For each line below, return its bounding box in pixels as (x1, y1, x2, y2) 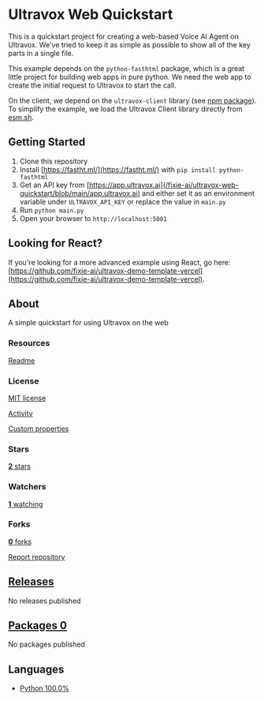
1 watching (8, 499, 43, 508)
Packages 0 (8, 619, 67, 632)
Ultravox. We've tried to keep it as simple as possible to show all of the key (8, 39, 251, 49)
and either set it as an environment (141, 188, 255, 198)
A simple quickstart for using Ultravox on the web (8, 318, 169, 328)
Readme (8, 355, 35, 365)
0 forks (8, 537, 32, 546)
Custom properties (8, 424, 69, 433)
